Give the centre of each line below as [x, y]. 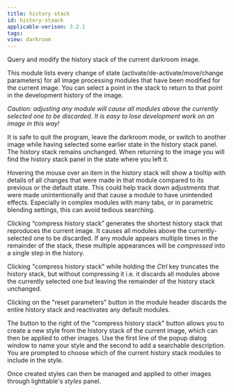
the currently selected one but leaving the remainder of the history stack [111, 281]
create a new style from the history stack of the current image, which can [112, 331]
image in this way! [33, 123]
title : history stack [39, 14]
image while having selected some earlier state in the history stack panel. [112, 144]
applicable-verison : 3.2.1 [46, 27]
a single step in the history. [46, 253]
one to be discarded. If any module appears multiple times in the [126, 239]
